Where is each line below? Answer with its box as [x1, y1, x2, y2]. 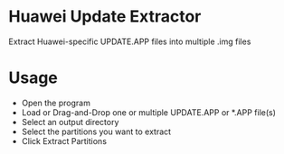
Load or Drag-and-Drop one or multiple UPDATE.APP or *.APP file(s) [21, 106, 277, 118]
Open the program [21, 97, 91, 108]
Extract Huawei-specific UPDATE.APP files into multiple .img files [8, 36, 251, 47]
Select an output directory [21, 116, 119, 127]
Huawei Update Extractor [8, 6, 202, 27]
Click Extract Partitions [21, 135, 108, 146]
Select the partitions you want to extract [21, 126, 172, 137]
